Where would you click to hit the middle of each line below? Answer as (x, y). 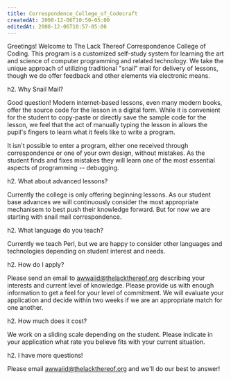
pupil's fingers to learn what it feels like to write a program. (91, 132)
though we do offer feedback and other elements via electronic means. (109, 76)
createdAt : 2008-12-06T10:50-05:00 (59, 20)
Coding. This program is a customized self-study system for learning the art (115, 53)
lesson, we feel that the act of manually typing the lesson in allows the (108, 125)
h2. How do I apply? (36, 265)
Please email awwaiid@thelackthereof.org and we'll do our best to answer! (114, 369)
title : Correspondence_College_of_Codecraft (72, 14)
